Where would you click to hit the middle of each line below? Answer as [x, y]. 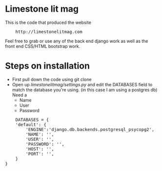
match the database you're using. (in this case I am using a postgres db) [85, 90]
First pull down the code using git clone [52, 79]
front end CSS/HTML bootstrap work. [43, 46]
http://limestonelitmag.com [49, 32]
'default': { [31, 124]
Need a [20, 95]
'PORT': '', [40, 154]
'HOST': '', [40, 149]
